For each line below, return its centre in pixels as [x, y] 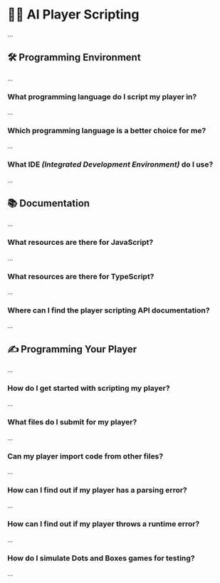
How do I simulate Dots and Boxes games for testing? [101, 558]
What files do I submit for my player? [72, 422]
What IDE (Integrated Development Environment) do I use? [110, 164]
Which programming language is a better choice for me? [107, 130]
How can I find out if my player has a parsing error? [97, 490]
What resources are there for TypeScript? [81, 276]
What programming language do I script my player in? [102, 97]
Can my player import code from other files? [85, 456]
